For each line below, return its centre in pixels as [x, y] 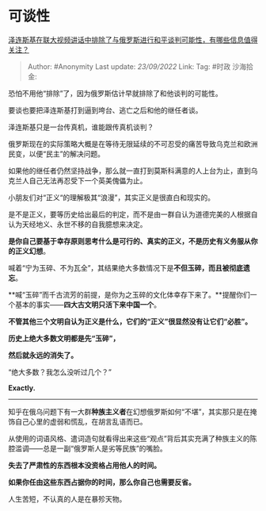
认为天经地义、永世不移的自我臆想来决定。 [78, 224]
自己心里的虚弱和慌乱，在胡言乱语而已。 [81, 421]
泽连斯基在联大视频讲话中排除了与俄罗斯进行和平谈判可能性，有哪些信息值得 [133, 40]
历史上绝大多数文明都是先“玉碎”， [64, 338]
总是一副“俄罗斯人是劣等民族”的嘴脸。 [105, 448]
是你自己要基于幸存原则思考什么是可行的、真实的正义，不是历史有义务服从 [129, 241]
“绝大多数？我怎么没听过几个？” [60, 372]
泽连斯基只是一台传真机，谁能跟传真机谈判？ [81, 127]
